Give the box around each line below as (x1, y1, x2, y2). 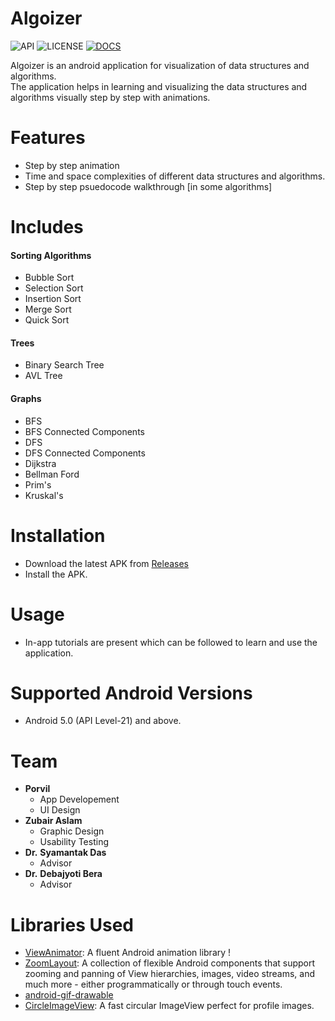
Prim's (24, 478, 52, 491)
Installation (10, 524, 106, 547)
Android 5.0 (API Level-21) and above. (24, 715, 182, 727)
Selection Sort (24, 282, 84, 294)
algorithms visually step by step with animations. (10, 91, 211, 103)
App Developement (39, 793, 120, 806)
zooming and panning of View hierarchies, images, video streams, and (24, 968, 316, 980)
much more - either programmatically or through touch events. (24, 978, 283, 991)
